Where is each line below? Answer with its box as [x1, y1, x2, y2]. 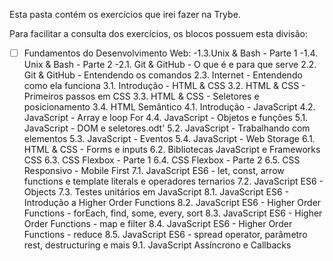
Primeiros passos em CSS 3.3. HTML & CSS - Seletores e [23, 90, 260, 103]
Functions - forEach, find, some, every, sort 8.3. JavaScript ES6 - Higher [23, 207, 323, 219]
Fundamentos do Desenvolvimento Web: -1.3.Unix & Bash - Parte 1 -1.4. [23, 47, 319, 59]
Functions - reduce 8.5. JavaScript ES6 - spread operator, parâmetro [23, 229, 308, 241]
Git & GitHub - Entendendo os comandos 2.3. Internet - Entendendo [23, 69, 303, 81]
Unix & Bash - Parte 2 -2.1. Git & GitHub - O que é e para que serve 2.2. [23, 59, 317, 71]
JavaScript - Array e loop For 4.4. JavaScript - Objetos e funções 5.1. [23, 112, 309, 124]
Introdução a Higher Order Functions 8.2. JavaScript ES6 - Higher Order [23, 197, 322, 209]
